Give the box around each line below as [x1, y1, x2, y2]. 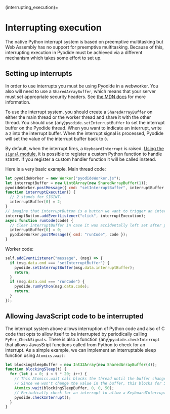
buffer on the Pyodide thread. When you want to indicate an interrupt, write [5, 125, 162, 131]
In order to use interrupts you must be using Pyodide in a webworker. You [5, 83, 158, 89]
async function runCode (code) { [5, 218, 73, 223]
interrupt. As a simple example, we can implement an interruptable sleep [5, 347, 156, 353]
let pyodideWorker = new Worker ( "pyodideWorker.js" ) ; [5, 175, 121, 181]
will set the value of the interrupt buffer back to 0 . [5, 135, 108, 142]
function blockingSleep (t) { [5, 366, 67, 372]
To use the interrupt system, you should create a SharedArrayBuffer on [5, 109, 153, 115]
